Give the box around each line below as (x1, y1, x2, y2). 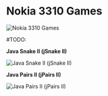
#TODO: (6, 36, 27, 43)
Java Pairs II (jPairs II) (6, 71, 62, 78)
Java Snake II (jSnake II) (6, 47, 68, 55)
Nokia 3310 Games (6, 4, 103, 18)
